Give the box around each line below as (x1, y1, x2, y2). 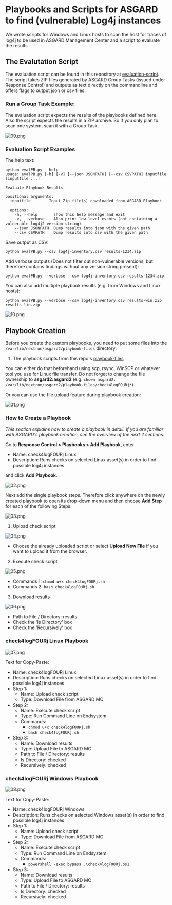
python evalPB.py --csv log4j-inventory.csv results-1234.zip (5, 249, 141, 254)
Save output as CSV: (5, 239, 49, 245)
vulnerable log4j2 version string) (5, 221, 82, 227)
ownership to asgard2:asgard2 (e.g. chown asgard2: (5, 376, 117, 382)
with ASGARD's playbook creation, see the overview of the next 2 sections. (5, 432, 165, 438)
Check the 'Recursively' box (12, 624, 73, 631)
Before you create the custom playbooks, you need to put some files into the (5, 340, 167, 346)
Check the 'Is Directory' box (12, 619, 72, 625)
